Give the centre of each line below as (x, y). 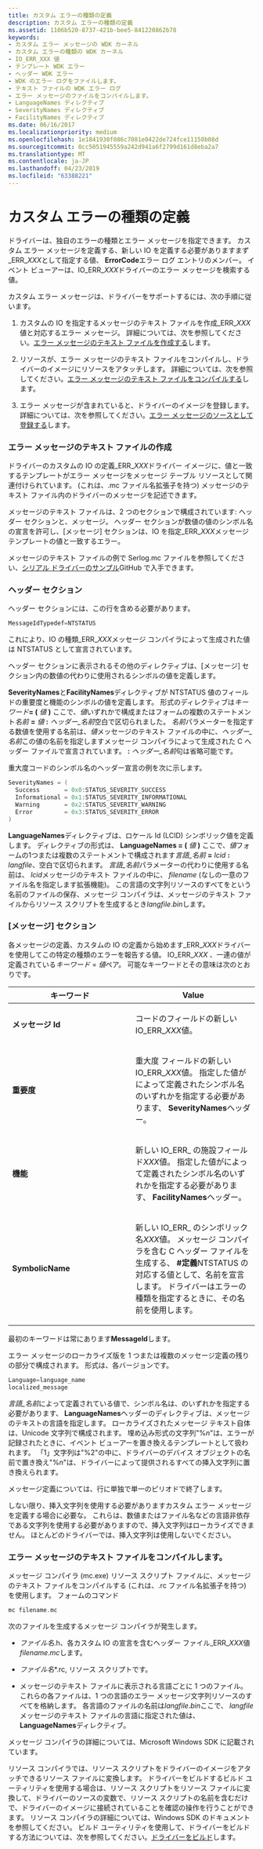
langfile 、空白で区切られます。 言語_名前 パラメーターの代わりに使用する (125, 865)
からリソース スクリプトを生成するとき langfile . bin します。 (115, 904)
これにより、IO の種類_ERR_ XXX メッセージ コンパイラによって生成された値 (129, 640)
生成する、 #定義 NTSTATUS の (192, 1263)
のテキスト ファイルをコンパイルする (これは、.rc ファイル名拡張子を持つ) (127, 1585)
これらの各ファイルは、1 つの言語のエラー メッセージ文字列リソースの (132, 1695)
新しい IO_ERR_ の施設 (176, 1150)
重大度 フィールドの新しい (184, 1060)
